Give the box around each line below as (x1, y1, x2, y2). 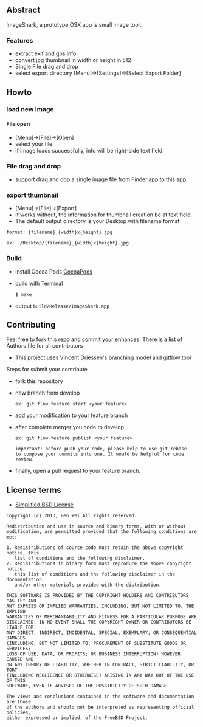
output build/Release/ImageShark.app (15, 302, 109, 309)
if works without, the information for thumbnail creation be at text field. (15, 211, 193, 218)
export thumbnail (6, 191, 59, 199)
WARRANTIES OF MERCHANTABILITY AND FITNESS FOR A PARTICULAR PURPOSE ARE (6, 614, 198, 620)
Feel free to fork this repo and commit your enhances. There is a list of (6, 336, 183, 343)
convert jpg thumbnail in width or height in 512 (15, 57, 132, 64)
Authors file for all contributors (6, 342, 83, 350)
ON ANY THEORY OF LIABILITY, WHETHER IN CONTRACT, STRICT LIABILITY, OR (6, 662, 194, 668)
